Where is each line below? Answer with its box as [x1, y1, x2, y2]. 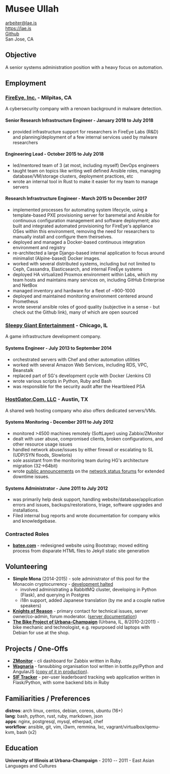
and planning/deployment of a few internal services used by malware [12, 134, 157, 140]
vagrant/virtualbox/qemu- [106, 724, 160, 730]
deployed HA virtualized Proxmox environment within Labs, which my [12, 272, 158, 278]
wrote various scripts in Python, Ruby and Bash [12, 378, 112, 384]
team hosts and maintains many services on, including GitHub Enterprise [12, 277, 165, 283]
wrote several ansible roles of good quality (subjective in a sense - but [12, 304, 160, 310]
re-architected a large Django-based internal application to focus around [12, 250, 165, 256]
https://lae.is [5, 25, 31, 31]
